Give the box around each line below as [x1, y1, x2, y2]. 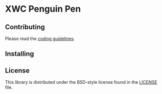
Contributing [5, 23, 45, 31]
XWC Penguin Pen [5, 3, 81, 15]
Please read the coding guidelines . [5, 36, 75, 41]
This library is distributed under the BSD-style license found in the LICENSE [5, 79, 158, 85]
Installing [5, 50, 34, 58]
